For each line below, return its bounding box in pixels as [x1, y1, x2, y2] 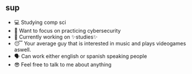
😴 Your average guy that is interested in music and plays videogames [14, 40, 186, 47]
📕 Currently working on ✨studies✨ [14, 33, 98, 40]
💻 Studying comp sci [14, 19, 66, 26]
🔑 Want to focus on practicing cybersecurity [14, 27, 121, 34]
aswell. [14, 46, 32, 53]
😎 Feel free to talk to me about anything [14, 61, 112, 68]
